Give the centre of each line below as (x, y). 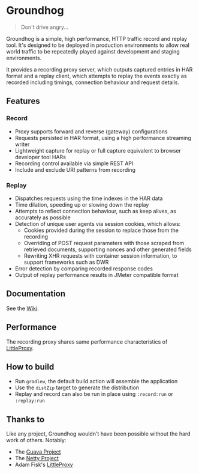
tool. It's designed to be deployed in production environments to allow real (98, 45)
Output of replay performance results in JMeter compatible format (97, 275)
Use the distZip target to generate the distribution (77, 387)
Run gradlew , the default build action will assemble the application (96, 381)
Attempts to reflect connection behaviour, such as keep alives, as (96, 211)
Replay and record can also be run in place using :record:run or (94, 394)
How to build (30, 367)
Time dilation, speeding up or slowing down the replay (82, 204)
